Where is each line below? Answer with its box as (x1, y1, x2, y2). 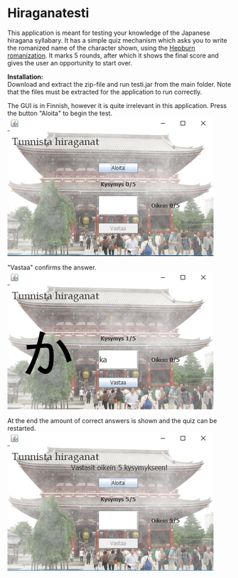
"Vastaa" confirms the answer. (7, 263, 97, 272)
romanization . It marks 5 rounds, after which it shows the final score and (7, 51, 219, 60)
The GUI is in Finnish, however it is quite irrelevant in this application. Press (7, 101, 227, 109)
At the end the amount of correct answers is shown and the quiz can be (7, 416, 217, 424)
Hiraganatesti (7, 5, 90, 21)
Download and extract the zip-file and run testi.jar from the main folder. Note (7, 80, 232, 88)
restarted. (7, 424, 36, 432)
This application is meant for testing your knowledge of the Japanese (7, 28, 211, 37)
